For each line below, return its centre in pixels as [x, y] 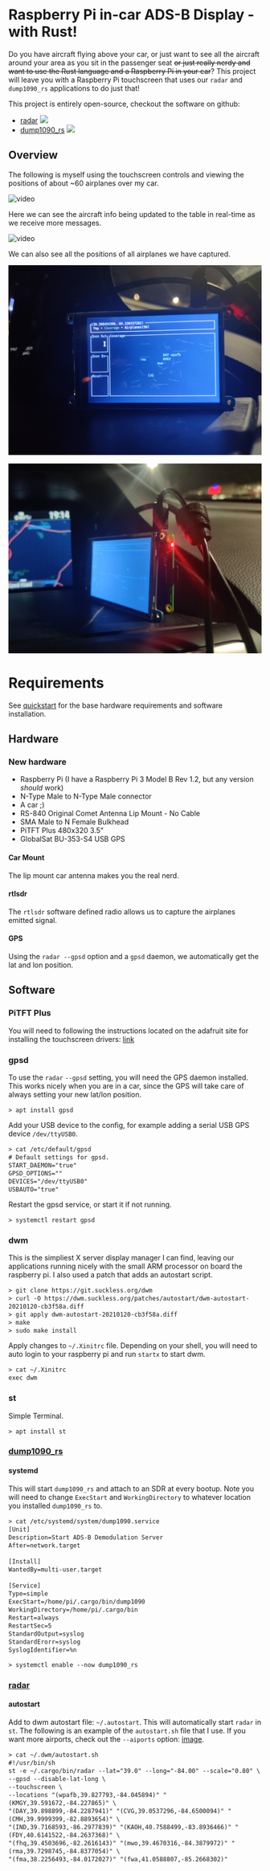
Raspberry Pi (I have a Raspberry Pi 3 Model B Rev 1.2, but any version [137, 779]
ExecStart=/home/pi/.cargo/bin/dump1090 [77, 1601]
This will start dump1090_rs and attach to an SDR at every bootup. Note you [131, 1489]
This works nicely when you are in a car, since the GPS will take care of [126, 1085]
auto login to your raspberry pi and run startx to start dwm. [107, 1354]
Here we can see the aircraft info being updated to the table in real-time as [132, 214]
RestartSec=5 [30, 1626]
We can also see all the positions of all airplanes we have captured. [119, 254]
